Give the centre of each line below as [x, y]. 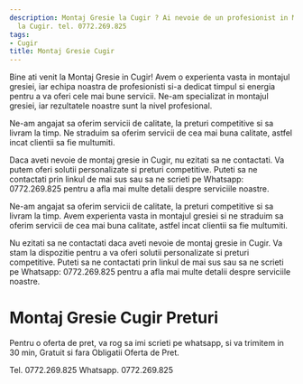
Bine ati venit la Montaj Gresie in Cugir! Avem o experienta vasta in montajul [150, 77]
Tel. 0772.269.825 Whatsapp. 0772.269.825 [92, 370]
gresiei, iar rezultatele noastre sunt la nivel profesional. [111, 106]
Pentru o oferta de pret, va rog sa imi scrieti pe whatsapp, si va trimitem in [147, 343]
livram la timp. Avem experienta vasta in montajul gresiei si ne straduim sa [147, 216]
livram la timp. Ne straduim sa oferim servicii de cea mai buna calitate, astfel [151, 133]
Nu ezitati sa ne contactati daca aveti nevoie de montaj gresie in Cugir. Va [146, 243]
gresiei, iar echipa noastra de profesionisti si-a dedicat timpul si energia [142, 87]
